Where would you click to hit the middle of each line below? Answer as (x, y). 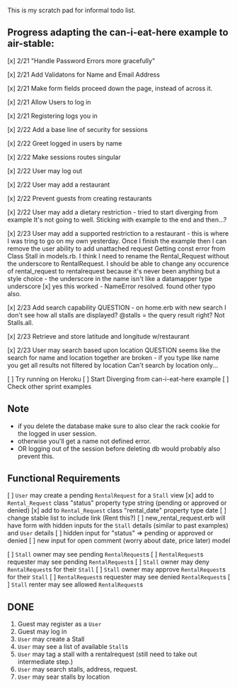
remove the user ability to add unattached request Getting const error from (116, 249)
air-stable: (31, 44)
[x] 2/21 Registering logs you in (52, 116)
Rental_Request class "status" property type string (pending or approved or (117, 503)
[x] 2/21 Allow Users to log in (49, 102)
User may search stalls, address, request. (77, 670)
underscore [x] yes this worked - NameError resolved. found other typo (111, 286)
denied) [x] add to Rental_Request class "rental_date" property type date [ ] (117, 510)
